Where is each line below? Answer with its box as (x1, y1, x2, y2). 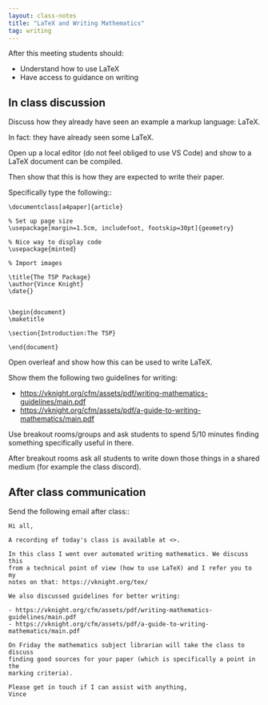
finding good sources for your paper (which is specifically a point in (8, 655, 256, 663)
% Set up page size (8, 217, 74, 225)
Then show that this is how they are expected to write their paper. (8, 172, 226, 182)
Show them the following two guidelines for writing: (8, 373, 178, 383)
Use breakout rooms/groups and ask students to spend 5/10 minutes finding (8, 429, 259, 439)
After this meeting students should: (8, 49, 124, 58)
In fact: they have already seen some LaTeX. (8, 133, 154, 143)
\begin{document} (8, 308, 66, 316)
